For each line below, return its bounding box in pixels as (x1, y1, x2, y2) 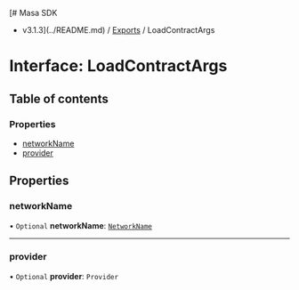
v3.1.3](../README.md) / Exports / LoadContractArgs (21, 25, 215, 35)
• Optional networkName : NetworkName (9, 220, 153, 230)
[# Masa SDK (9, 8, 58, 18)
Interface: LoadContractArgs (9, 56, 228, 77)
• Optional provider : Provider (9, 270, 118, 281)
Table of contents (9, 91, 109, 106)
